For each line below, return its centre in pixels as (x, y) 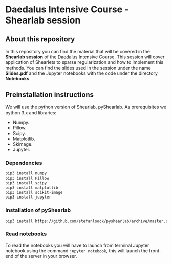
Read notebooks (26, 234)
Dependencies (24, 163)
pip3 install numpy (26, 173)
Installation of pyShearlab (38, 210)
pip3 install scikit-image (34, 192)
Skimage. (23, 144)
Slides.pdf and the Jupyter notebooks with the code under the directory (81, 73)
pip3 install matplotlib (32, 188)
